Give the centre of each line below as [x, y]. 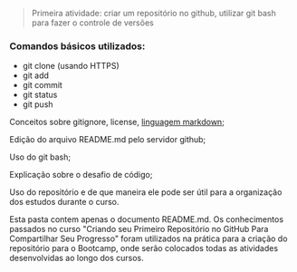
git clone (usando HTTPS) [71, 66]
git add [36, 75]
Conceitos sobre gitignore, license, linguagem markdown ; [117, 122]
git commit [43, 85]
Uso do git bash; [40, 157]
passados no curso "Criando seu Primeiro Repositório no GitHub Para [139, 229]
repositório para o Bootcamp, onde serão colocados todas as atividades [144, 248]
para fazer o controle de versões [92, 23]
